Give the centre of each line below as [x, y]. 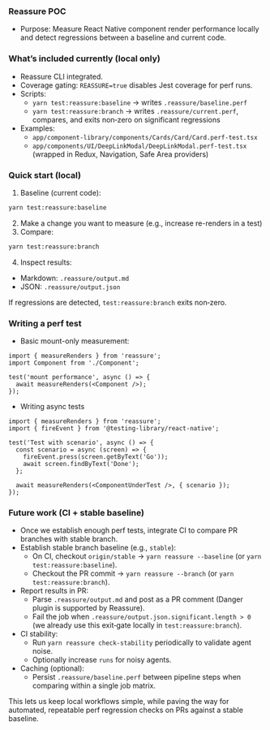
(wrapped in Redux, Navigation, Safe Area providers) [120, 154]
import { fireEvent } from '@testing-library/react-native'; [114, 428]
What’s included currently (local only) [84, 58]
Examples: [37, 128]
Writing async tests [52, 406]
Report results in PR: [54, 591]
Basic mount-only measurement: [75, 341]
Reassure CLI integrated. [61, 76]
